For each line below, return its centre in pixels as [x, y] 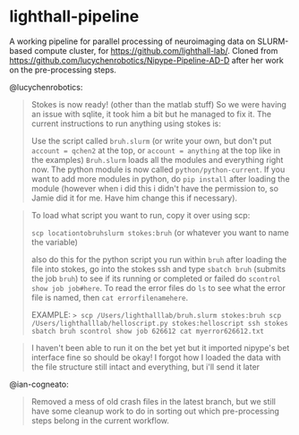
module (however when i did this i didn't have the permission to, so [155, 188]
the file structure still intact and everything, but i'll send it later [145, 367]
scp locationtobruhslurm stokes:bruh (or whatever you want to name [160, 232]
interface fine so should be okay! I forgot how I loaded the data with [156, 357]
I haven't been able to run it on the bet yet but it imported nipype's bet [160, 347]
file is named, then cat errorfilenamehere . [110, 297]
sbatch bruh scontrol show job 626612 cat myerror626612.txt [148, 331]
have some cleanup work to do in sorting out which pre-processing [155, 411]
